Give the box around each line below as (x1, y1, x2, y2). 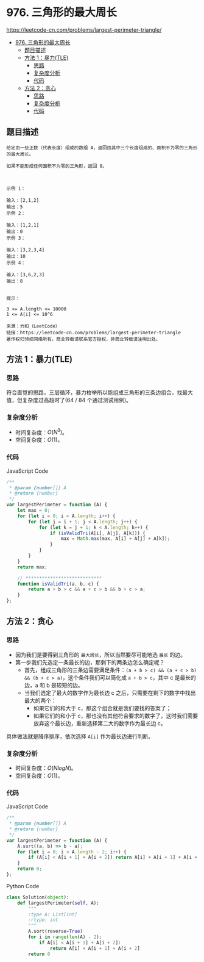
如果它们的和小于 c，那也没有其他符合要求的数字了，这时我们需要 (33, 712, 199, 719)
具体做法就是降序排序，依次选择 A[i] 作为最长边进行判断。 (6, 733, 154, 740)
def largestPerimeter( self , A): (17, 900, 99, 906)
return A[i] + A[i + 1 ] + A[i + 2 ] (49, 945, 140, 952)
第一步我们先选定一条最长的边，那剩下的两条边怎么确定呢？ (15, 658, 165, 666)
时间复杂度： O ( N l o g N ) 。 (15, 764, 77, 772)
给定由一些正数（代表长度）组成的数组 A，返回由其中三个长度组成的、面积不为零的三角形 (6, 145, 198, 151)
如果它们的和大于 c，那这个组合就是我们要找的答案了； (33, 704, 172, 711)
